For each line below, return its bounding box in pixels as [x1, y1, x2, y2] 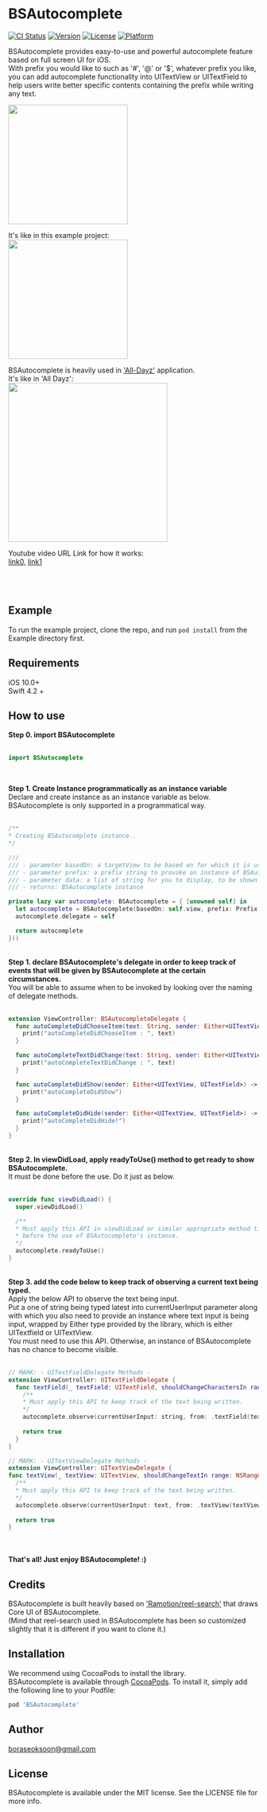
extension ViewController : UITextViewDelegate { [8, 1464, 172, 1472]
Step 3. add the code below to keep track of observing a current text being [8, 1276, 258, 1286]
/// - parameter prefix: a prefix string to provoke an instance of [8, 868, 240, 876]
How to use [8, 709, 65, 723]
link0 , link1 [8, 556, 42, 566]
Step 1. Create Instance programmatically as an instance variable [8, 784, 228, 793]
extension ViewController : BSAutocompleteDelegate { [8, 1015, 187, 1023]
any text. [8, 88, 37, 98]
